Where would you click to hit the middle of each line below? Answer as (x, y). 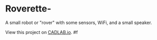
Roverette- (28, 9)
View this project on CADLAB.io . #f (42, 32)
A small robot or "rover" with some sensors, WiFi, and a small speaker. (79, 22)
